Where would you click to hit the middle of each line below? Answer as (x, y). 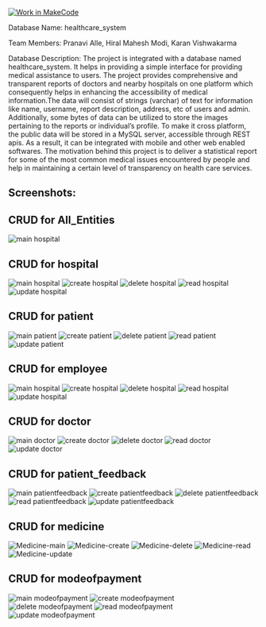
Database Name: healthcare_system (67, 27)
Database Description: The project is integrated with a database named (125, 58)
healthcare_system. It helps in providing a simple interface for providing (125, 67)
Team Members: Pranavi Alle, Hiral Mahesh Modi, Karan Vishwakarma (123, 43)
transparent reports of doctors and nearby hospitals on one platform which (131, 84)
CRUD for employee (58, 369)
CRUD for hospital (54, 264)
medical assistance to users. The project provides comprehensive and (123, 75)
